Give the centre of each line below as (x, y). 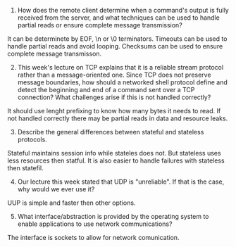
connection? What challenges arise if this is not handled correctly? (114, 97)
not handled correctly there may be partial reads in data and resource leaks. (118, 118)
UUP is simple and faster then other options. (72, 203)
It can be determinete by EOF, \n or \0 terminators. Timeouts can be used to (117, 39)
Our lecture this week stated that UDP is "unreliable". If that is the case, (121, 182)
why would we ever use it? (56, 189)
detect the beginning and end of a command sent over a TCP (106, 90)
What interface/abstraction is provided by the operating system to (113, 216)
